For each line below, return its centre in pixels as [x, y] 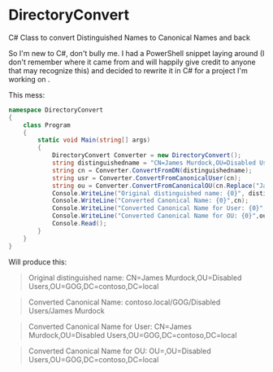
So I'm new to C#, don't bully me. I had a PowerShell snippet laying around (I [136, 53]
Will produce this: [38, 261]
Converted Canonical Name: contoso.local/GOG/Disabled [124, 302]
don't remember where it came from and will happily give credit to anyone [132, 62]
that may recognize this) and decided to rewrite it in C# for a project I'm [128, 70]
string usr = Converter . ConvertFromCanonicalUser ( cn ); [147, 178]
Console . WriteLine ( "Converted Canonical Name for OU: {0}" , [156, 216]
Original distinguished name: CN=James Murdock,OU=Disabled [135, 278]
